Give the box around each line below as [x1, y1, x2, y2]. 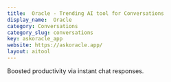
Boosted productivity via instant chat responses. [7, 66, 144, 75]
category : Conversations [7, 23, 78, 29]
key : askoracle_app [7, 36, 63, 42]
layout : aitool [7, 49, 51, 55]
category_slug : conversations [7, 29, 94, 36]
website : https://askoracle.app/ [7, 42, 103, 49]
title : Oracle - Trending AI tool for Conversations [7, 10, 165, 17]
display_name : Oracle [7, 16, 72, 23]
